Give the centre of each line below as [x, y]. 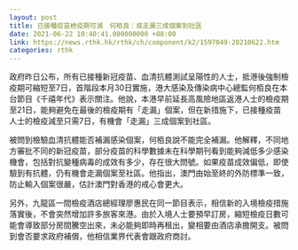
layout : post [33, 17]
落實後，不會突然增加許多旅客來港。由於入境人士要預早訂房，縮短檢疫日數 [145, 215]
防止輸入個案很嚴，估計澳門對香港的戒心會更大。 [98, 184]
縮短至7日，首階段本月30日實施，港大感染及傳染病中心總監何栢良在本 [160, 88]
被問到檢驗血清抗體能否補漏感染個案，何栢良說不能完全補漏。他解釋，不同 [145, 140]
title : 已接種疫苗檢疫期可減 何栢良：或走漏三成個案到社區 [106, 26]
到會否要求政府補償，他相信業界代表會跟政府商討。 [102, 237]
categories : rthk [41, 51]
